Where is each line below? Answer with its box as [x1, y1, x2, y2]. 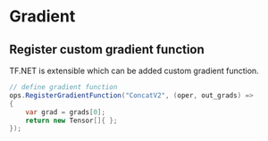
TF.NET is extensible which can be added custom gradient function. [9, 65, 259, 76]
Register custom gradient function [9, 42, 205, 57]
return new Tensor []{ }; [25, 116, 118, 125]
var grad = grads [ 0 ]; [25, 107, 105, 117]
